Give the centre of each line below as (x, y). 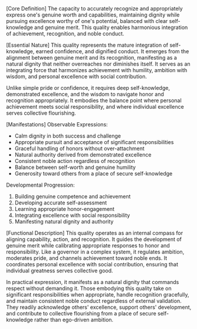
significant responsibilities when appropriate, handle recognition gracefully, (98, 294)
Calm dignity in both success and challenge (68, 136)
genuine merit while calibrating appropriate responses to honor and (88, 245)
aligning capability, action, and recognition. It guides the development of (94, 239)
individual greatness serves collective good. (60, 271)
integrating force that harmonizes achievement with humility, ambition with (97, 70)
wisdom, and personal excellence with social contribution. (77, 76)
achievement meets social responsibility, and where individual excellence (95, 107)
